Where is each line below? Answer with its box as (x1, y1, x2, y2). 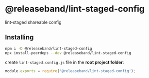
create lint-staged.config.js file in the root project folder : (5, 59, 124, 65)
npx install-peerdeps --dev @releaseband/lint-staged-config (5, 51, 132, 55)
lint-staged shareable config (5, 19, 62, 25)
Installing (5, 33, 34, 41)
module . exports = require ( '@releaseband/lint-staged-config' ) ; (5, 68, 136, 73)
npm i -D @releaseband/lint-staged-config (5, 46, 92, 51)
